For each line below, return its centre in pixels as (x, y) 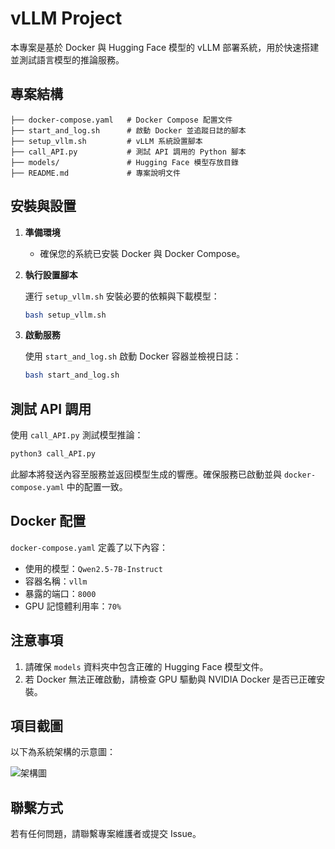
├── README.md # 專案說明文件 (95, 173)
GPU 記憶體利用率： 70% (73, 606)
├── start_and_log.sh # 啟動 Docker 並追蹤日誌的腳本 (128, 130)
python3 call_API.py (53, 454)
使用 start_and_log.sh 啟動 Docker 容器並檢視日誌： (133, 356)
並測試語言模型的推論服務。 (67, 59)
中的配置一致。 (97, 486)
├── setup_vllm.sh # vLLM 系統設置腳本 (106, 141)
